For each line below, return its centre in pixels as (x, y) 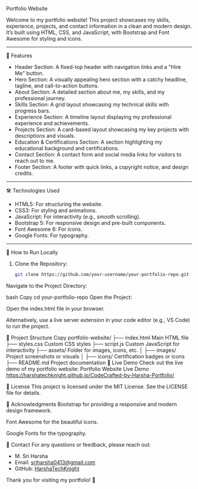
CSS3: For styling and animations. (56, 210)
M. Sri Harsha (31, 456)
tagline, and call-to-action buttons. (57, 86)
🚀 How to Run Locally (32, 252)
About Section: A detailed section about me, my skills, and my (90, 92)
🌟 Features (19, 56)
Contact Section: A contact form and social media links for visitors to (98, 154)
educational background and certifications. (67, 148)
